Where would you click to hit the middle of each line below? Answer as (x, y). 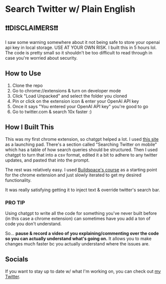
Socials (17, 260)
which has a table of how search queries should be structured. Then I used (82, 150)
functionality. (19, 180)
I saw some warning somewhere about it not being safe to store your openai (83, 42)
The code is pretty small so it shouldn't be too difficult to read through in (79, 53)
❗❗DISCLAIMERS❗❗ (32, 28)
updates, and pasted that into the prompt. (47, 160)
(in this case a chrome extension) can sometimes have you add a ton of (78, 218)
